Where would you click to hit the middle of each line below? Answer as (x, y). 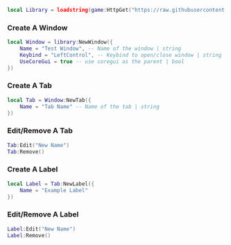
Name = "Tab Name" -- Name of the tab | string (89, 107)
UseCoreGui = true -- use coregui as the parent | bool (102, 61)
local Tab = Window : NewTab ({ (49, 100)
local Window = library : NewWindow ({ (60, 42)
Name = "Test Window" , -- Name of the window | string (101, 49)
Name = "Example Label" (54, 190)
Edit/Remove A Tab (40, 130)
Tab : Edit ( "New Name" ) (38, 145)
